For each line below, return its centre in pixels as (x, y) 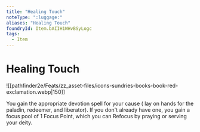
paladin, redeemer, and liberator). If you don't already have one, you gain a (98, 110)
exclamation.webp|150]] (36, 92)
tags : (13, 34)
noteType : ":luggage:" (34, 17)
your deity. (19, 122)
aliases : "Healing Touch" (38, 23)
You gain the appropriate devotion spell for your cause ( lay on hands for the (100, 103)
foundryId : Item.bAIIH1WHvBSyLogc (49, 28)
